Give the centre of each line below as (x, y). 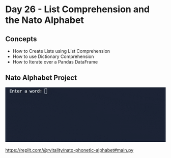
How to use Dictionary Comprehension (53, 56)
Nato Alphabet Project (41, 78)
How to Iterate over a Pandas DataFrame (55, 62)
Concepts (21, 39)
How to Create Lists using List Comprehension (61, 51)
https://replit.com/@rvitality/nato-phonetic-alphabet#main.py (69, 150)
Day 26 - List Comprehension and (78, 9)
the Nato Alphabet (45, 20)
